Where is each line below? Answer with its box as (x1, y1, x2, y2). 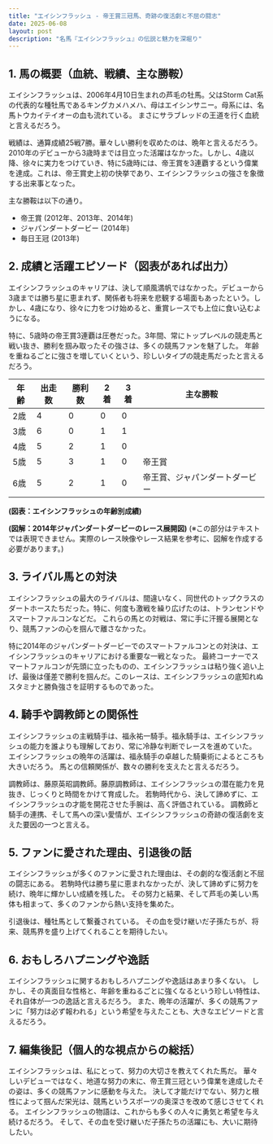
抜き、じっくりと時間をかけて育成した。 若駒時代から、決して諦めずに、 (8, 789, 252, 799)
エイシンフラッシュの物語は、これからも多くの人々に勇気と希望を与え (24, 1107, 260, 1116)
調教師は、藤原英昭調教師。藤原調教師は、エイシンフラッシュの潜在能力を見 (8, 778, 265, 788)
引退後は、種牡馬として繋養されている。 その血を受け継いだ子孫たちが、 (8, 917, 252, 927)
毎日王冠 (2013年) (19, 234, 80, 243)
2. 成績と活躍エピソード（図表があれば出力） (8, 260, 235, 274)
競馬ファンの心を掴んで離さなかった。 (22, 624, 150, 633)
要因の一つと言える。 (22, 819, 94, 829)
